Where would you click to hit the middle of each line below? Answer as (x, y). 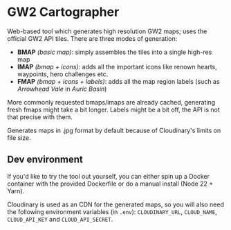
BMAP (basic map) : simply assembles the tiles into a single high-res (114, 52)
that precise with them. (40, 117)
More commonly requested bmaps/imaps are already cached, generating (111, 102)
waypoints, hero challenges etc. (63, 74)
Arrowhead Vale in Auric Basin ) (62, 89)
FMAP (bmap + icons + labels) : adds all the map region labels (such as (118, 81)
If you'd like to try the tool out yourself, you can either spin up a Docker (108, 176)
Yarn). (16, 191)
